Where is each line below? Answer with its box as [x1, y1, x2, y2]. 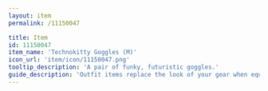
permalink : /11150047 [8, 19, 81, 27]
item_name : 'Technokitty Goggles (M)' [8, 49, 137, 57]
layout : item [8, 11, 52, 20]
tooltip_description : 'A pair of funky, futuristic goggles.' [8, 63, 219, 72]
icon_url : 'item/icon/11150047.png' [8, 56, 130, 64]
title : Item [8, 34, 48, 42]
